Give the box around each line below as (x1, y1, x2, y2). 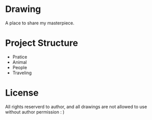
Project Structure (5, 37, 78, 49)
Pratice (12, 54, 27, 60)
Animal (12, 59, 27, 65)
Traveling (12, 70, 32, 76)
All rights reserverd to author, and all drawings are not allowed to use (5, 104, 147, 110)
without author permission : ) (5, 109, 65, 115)
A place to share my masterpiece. (5, 20, 74, 26)
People (12, 64, 27, 70)
